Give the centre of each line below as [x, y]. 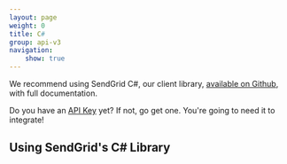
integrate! [27, 120]
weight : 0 [27, 26]
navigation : [31, 51]
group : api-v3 [35, 42]
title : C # [27, 34]
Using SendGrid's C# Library [90, 148]
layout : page [33, 17]
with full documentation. [53, 93]
